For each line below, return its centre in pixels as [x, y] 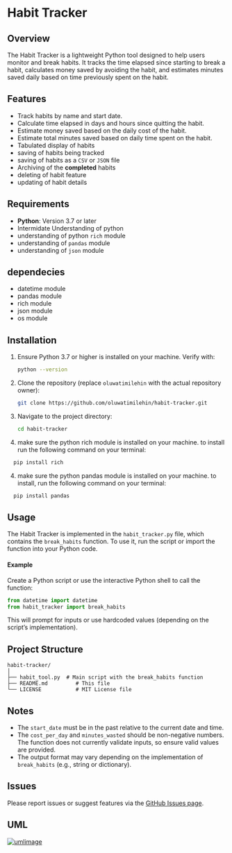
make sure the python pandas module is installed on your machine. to [117, 475]
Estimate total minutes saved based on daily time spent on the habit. [115, 138]
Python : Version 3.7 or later [57, 221]
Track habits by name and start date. [70, 115]
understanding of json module [60, 250]
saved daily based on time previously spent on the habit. [88, 77]
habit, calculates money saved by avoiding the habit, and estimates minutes [115, 70]
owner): [28, 390]
